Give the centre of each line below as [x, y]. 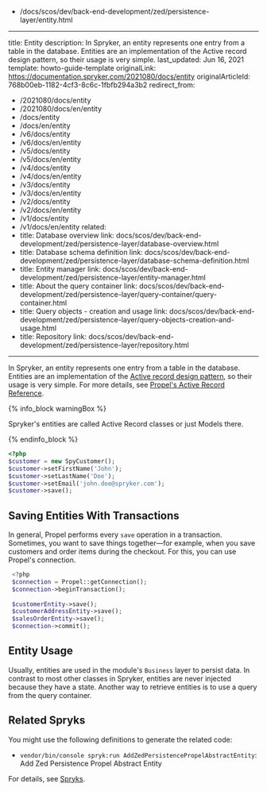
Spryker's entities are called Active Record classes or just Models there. [126, 424]
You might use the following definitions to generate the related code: [120, 739]
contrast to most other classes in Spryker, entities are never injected [120, 678]
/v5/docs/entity [45, 151]
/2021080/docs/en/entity [60, 109]
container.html [43, 303]
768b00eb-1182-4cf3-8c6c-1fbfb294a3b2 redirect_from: [102, 85]
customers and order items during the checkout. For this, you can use [122, 552]
